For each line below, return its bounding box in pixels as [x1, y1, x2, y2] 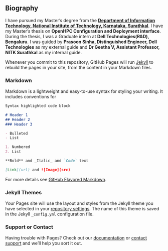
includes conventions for [5, 94, 57, 100]
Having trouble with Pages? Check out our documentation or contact [5, 235, 147, 241]
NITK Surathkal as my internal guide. [5, 49, 82, 55]
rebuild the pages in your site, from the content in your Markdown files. [5, 64, 152, 70]
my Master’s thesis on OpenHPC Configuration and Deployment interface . [5, 28, 161, 34]
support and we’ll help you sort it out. [5, 240, 82, 246]
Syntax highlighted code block [5, 103, 71, 108]
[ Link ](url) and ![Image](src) [5, 167, 71, 172]
